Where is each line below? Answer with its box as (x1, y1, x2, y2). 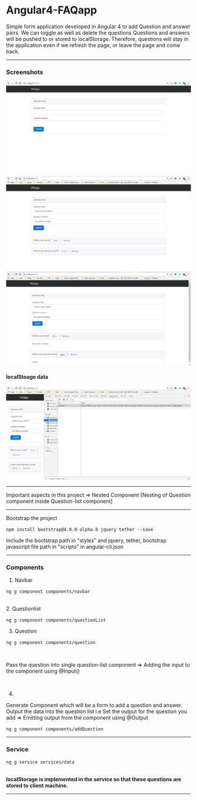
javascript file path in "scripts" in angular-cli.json (6, 543, 124, 550)
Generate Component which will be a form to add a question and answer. (6, 702, 183, 708)
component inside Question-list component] (6, 497, 113, 505)
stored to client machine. (6, 782, 69, 789)
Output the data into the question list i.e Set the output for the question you (6, 708, 188, 715)
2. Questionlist (6, 605, 41, 612)
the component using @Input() (6, 667, 80, 674)
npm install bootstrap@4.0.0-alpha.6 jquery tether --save (6, 526, 154, 532)
